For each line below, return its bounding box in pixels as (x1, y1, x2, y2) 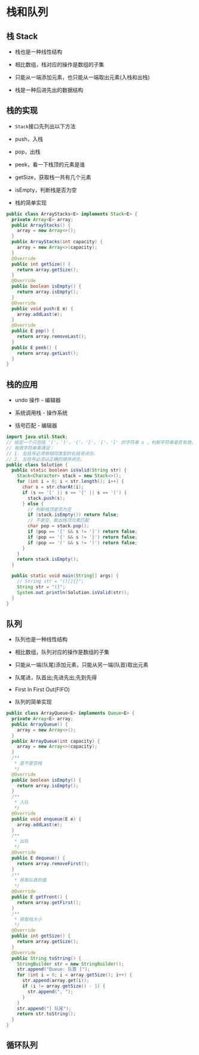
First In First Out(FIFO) (14, 686, 71, 693)
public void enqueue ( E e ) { (11, 816, 82, 822)
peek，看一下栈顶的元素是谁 (14, 161, 85, 168)
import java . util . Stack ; (6, 434, 68, 440)
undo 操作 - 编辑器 (14, 397, 61, 404)
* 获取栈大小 (14, 916, 42, 923)
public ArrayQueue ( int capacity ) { (11, 738, 100, 744)
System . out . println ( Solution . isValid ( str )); (17, 590, 130, 595)
